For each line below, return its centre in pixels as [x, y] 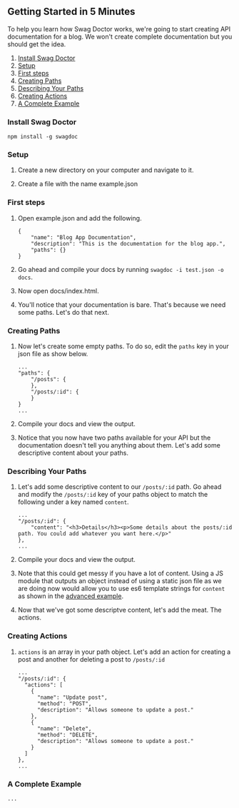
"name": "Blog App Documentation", [84, 237]
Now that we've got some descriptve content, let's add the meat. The [119, 610]
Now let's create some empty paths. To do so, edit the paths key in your [123, 346]
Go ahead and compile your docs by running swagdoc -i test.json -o [121, 269]
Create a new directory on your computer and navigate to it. [106, 170]
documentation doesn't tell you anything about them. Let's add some [119, 445]
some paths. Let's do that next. [63, 312]
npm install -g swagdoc [43, 137]
